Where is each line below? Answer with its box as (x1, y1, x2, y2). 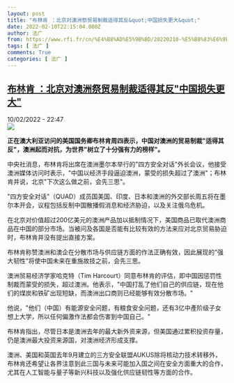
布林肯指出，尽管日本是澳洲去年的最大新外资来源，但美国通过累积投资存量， (7, 327, 227, 335)
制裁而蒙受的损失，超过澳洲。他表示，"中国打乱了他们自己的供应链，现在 (7, 280, 218, 288)
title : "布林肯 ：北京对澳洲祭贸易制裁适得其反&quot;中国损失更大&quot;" (7, 17, 201, 24)
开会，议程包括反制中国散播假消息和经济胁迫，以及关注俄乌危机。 (19, 201, 209, 209)
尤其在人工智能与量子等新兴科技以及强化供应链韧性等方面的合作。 (7, 368, 196, 376)
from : (7, 36, 23, 43)
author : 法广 (7, 29, 43, 37)
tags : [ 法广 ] (7, 42, 49, 49)
